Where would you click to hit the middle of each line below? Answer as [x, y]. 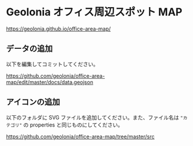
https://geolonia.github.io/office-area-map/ [58, 29]
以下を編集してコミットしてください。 [52, 64]
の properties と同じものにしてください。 [73, 125]
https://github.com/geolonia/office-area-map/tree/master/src [80, 137]
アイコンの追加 [33, 102]
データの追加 [29, 49]
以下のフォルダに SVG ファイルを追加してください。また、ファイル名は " [95, 117]
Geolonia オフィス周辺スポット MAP [94, 12]
